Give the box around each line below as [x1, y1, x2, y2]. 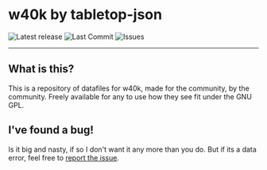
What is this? [8, 62, 75, 76]
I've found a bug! [8, 123, 94, 137]
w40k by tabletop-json [8, 6, 163, 24]
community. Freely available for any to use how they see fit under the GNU [8, 91, 253, 101]
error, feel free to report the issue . [8, 153, 119, 162]
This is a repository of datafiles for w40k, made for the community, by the [8, 83, 250, 93]
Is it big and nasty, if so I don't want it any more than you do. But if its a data [8, 145, 257, 154]
